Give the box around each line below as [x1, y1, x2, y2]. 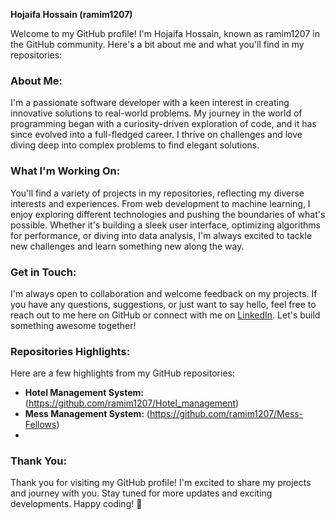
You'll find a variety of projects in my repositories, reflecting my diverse [10, 187, 305, 199]
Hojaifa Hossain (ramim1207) [10, 9, 133, 20]
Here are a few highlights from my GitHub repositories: [10, 367, 235, 379]
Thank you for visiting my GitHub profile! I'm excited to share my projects [10, 477, 312, 489]
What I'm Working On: [10, 164, 121, 178]
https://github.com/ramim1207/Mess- [149, 408, 304, 420]
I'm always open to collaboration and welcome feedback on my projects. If [10, 287, 318, 299]
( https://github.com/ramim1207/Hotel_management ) [24, 397, 240, 409]
